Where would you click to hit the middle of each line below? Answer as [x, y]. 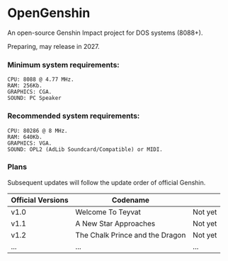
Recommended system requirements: [74, 116]
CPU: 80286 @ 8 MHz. [38, 130]
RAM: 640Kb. [25, 137]
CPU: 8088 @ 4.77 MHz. [41, 79]
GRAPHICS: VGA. [30, 143]
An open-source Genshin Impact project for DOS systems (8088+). [105, 33]
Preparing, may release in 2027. [54, 46]
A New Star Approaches [115, 223]
